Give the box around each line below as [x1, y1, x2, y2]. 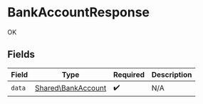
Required [113, 69, 145, 79]
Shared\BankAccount [34, 83, 107, 93]
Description [151, 69, 192, 79]
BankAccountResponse [7, 4, 150, 21]
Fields [7, 48, 36, 61]
